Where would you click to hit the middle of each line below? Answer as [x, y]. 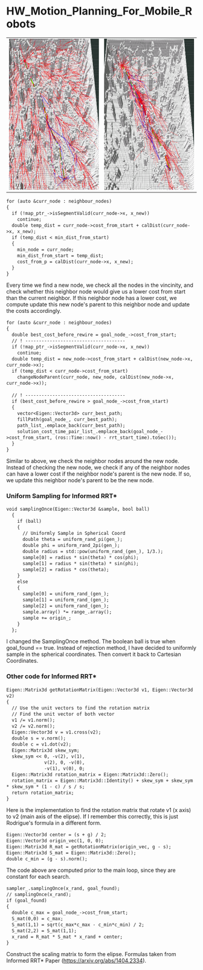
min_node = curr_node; [46, 250]
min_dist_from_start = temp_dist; [60, 256]
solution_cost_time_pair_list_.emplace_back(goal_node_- [90, 432]
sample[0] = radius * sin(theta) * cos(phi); [80, 558]
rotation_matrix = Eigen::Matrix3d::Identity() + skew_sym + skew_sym [102, 781]
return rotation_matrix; [43, 793]
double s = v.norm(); [39, 738]
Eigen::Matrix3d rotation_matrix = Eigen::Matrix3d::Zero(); [90, 775]
